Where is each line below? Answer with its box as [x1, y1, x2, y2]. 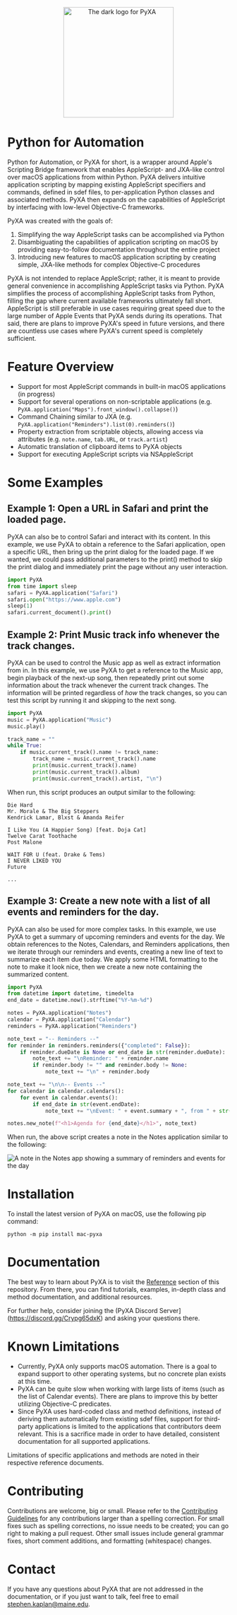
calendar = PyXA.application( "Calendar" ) [7, 1016, 131, 1023]
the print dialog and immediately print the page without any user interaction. [7, 562, 228, 571]
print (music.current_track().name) [32, 762, 138, 769]
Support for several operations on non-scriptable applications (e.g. [17, 397, 212, 406]
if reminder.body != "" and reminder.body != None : [32, 1061, 188, 1069]
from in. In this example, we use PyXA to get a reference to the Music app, [7, 665, 224, 675]
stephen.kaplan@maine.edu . [7, 1599, 90, 1608]
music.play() [7, 723, 46, 730]
